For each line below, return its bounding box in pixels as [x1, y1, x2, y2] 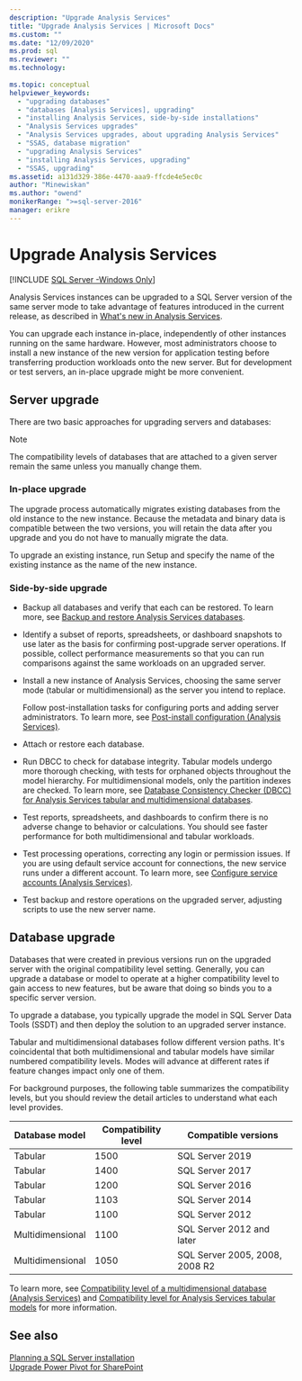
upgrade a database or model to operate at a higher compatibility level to [9, 973, 280, 983]
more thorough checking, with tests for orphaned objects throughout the [22, 766, 291, 776]
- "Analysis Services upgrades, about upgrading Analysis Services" [17, 130, 280, 139]
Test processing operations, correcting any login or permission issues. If [22, 848, 290, 859]
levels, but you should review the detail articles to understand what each [9, 1092, 278, 1103]
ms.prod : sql [9, 47, 58, 56]
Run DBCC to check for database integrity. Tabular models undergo [22, 757, 272, 767]
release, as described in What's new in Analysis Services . [9, 310, 223, 321]
